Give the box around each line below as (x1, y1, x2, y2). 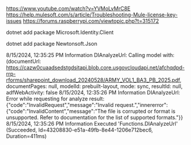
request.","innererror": (115, 102, 168, 108)
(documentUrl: (6, 58, 41, 65)
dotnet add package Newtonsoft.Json (6, 41, 98, 47)
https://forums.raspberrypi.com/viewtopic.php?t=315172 (22, 18, 159, 24)
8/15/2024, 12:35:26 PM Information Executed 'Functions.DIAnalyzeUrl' (6, 120, 178, 127)
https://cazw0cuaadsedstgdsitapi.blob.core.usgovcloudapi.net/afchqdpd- (6, 64, 185, 71)
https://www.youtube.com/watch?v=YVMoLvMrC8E (6, 5, 131, 12)
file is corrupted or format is (108, 108, 176, 114)
